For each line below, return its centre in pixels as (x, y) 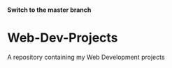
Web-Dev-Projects (63, 37)
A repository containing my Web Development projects (86, 57)
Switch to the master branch (49, 10)
